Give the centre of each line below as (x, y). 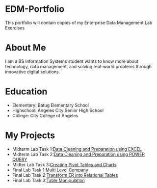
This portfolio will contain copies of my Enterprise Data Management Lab (79, 23)
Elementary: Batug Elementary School (51, 105)
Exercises (15, 27)
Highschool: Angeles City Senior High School (58, 110)
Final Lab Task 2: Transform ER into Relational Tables (65, 175)
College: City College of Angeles (45, 115)
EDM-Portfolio (35, 9)
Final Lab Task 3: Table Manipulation (48, 180)
